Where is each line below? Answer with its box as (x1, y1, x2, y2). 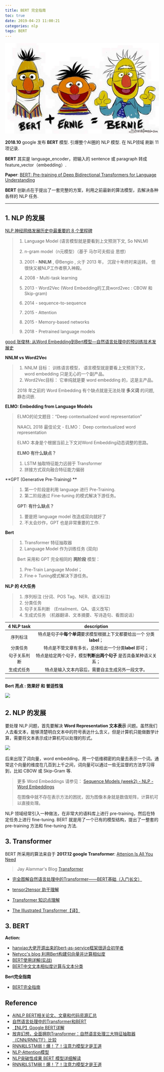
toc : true (5, 13, 25, 18)
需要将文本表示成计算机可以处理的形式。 (13, 735, 95, 741)
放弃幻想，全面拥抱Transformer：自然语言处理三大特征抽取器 (12, 1031, 136, 1037)
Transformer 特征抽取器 (24, 540, 72, 546)
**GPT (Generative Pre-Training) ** (5, 477, 77, 482)
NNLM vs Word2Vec (5, 355, 47, 361)
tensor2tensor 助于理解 (12, 886, 60, 892)
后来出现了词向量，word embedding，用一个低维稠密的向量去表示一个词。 (5, 755, 155, 761)
